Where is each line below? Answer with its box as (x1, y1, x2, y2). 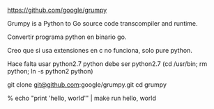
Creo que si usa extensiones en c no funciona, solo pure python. (7, 47, 193, 54)
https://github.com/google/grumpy (7, 6, 107, 14)
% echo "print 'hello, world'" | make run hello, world (7, 94, 157, 102)
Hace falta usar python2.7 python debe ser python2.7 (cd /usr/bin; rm (7, 60, 208, 68)
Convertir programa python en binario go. (7, 33, 127, 41)
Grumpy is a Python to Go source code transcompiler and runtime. (7, 19, 198, 27)
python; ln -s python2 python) (7, 67, 93, 75)
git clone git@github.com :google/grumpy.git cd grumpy (7, 81, 167, 89)
